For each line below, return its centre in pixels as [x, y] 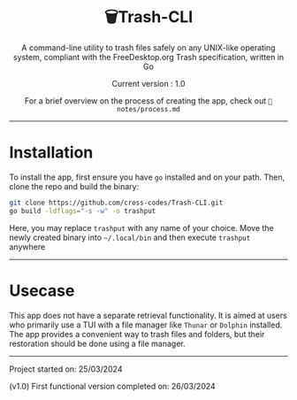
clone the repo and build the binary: [74, 186]
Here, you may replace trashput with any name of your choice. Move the [141, 227]
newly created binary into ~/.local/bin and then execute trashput [130, 237]
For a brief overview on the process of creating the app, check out [146, 100]
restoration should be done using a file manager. [97, 343]
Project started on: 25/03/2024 [66, 369]
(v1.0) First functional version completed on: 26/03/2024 [113, 386]
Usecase [42, 291]
